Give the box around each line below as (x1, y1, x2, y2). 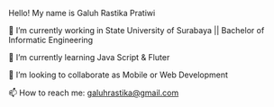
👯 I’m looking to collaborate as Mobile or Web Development (8, 69, 229, 80)
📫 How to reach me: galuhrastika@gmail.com (8, 87, 179, 98)
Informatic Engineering (8, 35, 94, 45)
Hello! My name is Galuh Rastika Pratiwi (8, 8, 156, 18)
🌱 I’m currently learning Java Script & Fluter (8, 52, 170, 62)
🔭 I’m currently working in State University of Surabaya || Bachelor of (8, 25, 265, 35)
